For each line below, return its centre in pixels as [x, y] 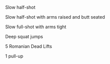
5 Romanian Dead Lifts [29, 46]
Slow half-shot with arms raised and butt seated [55, 17]
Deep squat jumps [24, 37]
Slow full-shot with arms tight [36, 27]
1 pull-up [14, 56]
